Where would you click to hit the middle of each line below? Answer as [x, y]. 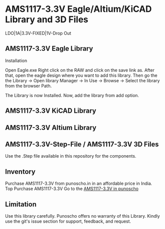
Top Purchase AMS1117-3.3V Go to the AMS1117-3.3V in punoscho [72, 189]
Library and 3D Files [47, 19]
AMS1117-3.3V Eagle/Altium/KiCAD [79, 9]
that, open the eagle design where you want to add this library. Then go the [81, 75]
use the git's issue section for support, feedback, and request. [68, 221]
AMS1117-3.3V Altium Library [51, 127]
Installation [16, 61]
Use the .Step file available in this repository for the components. [71, 156]
